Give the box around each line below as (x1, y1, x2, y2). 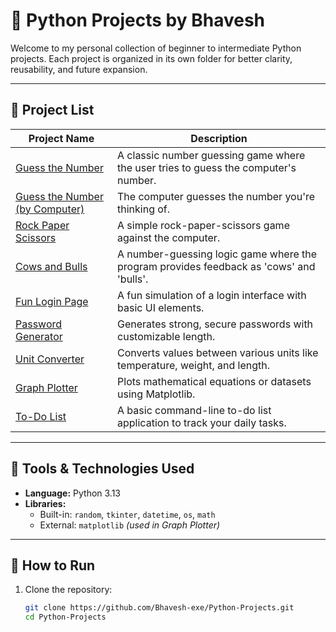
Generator (15, 329, 63, 343)
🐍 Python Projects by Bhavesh (10, 9, 266, 32)
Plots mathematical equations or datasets (117, 374, 312, 388)
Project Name (28, 131, 95, 145)
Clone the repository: (24, 584, 113, 596)
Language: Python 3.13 (24, 487, 122, 499)
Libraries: (24, 497, 67, 509)
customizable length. (117, 329, 216, 343)
